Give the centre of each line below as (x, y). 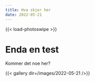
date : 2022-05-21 (24, 15)
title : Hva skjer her (28, 10)
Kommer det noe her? (28, 63)
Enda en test (32, 49)
